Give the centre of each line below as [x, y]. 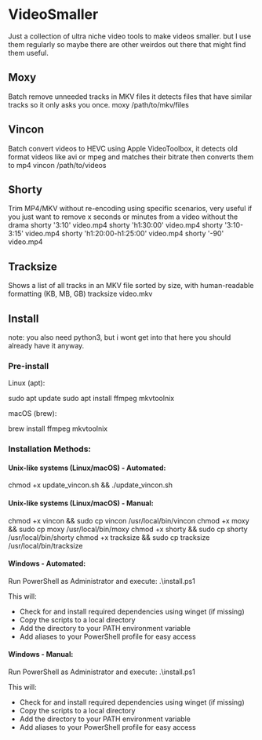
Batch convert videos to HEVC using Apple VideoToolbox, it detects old [123, 148]
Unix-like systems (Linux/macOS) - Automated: [87, 468]
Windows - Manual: [41, 654]
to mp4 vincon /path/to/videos [57, 165]
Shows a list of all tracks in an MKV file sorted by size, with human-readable [131, 286]
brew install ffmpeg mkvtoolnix [58, 428]
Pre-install [29, 366]
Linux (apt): [27, 383]
